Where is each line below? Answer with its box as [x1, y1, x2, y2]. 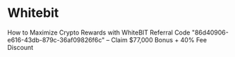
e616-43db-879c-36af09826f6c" [7, 35, 105, 44]
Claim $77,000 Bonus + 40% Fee [111, 35, 207, 44]
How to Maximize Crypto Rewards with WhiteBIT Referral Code [7, 28, 191, 37]
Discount [7, 43, 34, 51]
